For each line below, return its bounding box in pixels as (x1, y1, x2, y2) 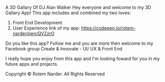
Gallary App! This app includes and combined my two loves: (5, 10, 131, 16)
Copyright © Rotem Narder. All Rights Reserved (5, 71, 105, 77)
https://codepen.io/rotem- (81, 25, 136, 31)
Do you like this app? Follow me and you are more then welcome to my (5, 40, 154, 46)
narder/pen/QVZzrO (12, 31, 55, 36)
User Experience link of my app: (12, 25, 80, 31)
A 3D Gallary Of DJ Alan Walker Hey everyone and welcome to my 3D (5, 5, 151, 10)
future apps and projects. (5, 61, 59, 67)
